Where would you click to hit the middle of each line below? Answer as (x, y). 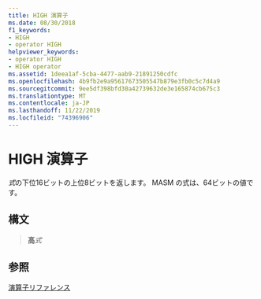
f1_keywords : (30, 30)
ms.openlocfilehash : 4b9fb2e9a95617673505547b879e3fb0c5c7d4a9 (114, 81)
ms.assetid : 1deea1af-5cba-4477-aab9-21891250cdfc (93, 74)
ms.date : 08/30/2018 (42, 23)
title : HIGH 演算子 (38, 15)
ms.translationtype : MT (47, 96)
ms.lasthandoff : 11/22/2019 (54, 111)
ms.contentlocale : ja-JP (49, 103)
